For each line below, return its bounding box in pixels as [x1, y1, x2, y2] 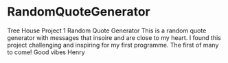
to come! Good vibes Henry [7, 48, 85, 56]
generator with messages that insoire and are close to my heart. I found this [7, 33, 221, 41]
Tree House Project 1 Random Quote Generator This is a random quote [7, 26, 207, 35]
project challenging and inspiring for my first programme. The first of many [7, 41, 219, 49]
